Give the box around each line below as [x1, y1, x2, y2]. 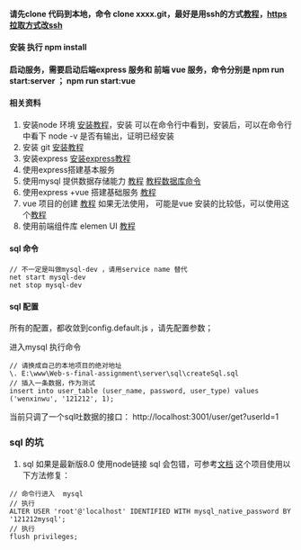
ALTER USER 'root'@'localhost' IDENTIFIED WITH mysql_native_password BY [9, 507, 292, 516]
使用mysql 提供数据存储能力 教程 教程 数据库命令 [22, 176, 201, 186]
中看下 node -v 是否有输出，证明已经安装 [22, 131, 175, 141]
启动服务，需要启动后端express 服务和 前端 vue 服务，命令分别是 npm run [9, 64, 285, 75]
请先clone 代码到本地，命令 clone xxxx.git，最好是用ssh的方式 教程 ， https [9, 8, 288, 19]
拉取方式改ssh [9, 19, 63, 31]
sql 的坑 [9, 437, 44, 449]
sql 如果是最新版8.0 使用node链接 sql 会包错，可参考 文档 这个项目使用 [22, 458, 283, 469]
